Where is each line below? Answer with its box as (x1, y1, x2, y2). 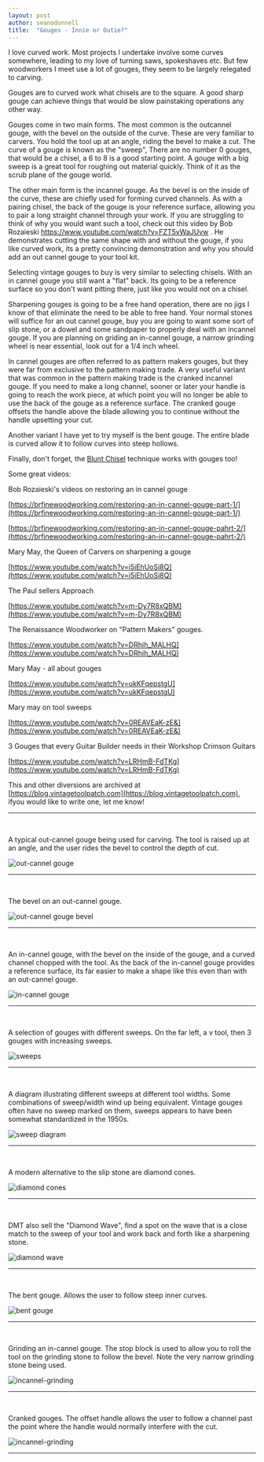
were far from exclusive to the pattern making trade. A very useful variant (8, 365, 246, 375)
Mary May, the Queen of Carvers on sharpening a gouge (8, 547, 191, 557)
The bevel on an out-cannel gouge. (8, 897, 123, 906)
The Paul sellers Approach (8, 586, 94, 595)
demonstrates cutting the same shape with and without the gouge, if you (8, 235, 244, 245)
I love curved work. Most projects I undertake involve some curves (8, 48, 224, 57)
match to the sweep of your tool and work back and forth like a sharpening (8, 1229, 250, 1238)
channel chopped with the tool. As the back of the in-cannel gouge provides (8, 958, 255, 968)
